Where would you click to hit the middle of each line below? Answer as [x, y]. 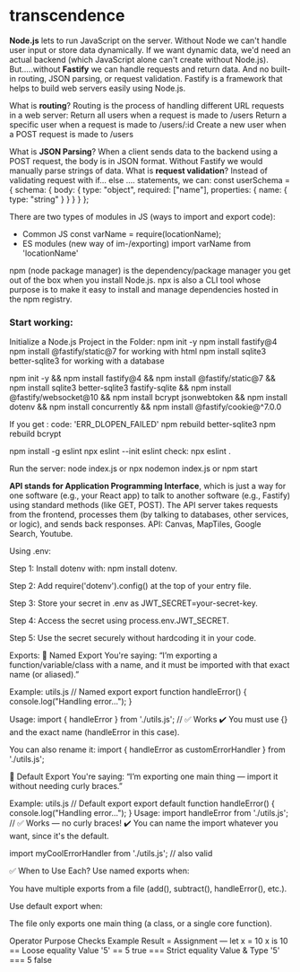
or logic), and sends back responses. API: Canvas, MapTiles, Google [135, 524]
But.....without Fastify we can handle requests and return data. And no [139, 69]
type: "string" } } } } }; [49, 199]
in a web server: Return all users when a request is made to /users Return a [148, 115]
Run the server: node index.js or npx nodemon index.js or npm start [133, 468]
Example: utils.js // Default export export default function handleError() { [142, 803]
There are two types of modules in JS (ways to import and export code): [142, 216]
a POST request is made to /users [72, 134]
